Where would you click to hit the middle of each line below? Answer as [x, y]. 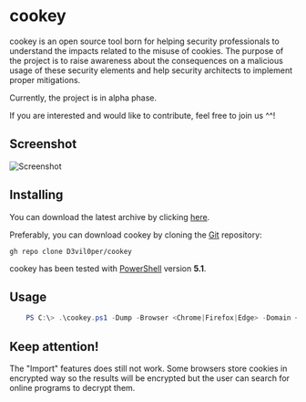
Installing [36, 195]
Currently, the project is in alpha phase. [83, 98]
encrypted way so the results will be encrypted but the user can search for [149, 378]
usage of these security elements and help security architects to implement [151, 70]
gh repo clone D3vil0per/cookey [71, 251]
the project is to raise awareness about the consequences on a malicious [147, 60]
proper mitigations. [45, 79]
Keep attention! [54, 347]
